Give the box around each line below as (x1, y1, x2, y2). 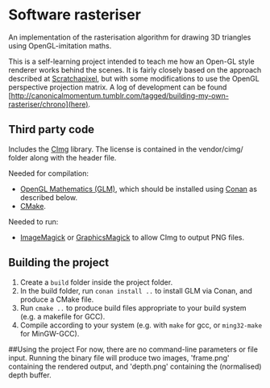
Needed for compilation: (8, 168, 89, 178)
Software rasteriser (8, 6, 141, 24)
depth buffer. (8, 369, 52, 380)
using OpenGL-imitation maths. (8, 40, 112, 50)
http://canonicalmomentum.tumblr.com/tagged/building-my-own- (10, 90, 230, 100)
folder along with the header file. (8, 152, 117, 162)
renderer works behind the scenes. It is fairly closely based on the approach (8, 65, 262, 74)
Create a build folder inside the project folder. (19, 277, 173, 287)
